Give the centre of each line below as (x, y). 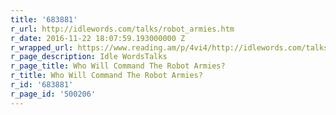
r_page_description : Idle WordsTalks (89, 57)
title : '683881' (44, 19)
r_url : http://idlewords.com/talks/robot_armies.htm (122, 29)
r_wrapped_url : (42, 47)
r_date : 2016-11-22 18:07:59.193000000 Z (98, 38)
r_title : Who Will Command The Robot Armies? (106, 76)
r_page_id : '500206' (53, 94)
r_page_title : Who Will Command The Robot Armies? (118, 66)
